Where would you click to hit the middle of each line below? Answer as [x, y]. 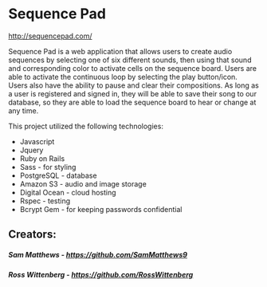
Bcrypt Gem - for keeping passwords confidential [101, 209]
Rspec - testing [45, 201]
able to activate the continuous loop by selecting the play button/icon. [123, 77]
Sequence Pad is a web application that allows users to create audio [120, 51]
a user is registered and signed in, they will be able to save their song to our [133, 93]
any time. [24, 110]
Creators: [33, 235]
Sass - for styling [48, 167]
